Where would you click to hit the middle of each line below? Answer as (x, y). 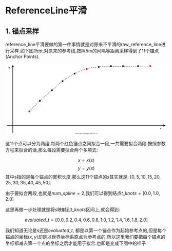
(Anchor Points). (23, 56)
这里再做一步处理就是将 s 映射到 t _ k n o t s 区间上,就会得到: (63, 209)
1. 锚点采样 (22, 31)
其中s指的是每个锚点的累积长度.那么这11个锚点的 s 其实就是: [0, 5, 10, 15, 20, (83, 177)
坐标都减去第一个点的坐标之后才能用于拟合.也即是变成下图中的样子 (76, 243)
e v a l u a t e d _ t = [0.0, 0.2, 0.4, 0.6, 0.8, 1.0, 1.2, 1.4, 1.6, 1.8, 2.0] (86, 220)
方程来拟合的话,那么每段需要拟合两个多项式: (52, 150)
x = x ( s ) (86, 160)
